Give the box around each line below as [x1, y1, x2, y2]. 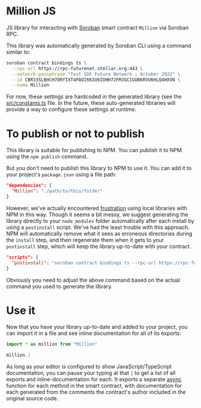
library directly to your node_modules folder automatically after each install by [6, 217, 194, 224]
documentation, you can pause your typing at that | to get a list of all [6, 370, 176, 377]
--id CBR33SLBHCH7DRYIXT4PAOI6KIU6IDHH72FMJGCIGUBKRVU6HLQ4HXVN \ [11, 77, 181, 83]
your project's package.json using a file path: [6, 171, 117, 178]
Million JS [6, 4, 56, 18]
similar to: [6, 48, 31, 55]
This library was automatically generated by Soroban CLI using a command [6, 42, 191, 49]
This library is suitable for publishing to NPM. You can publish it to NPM [6, 147, 182, 154]
